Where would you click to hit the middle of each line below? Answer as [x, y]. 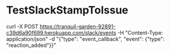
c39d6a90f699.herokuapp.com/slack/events [61, 32]
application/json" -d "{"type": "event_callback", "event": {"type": [86, 39]
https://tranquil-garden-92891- [78, 26]
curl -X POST [22, 26]
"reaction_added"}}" [31, 45]
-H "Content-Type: [140, 32]
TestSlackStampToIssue [67, 10]
